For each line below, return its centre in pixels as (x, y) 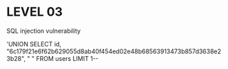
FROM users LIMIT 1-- (68, 58)
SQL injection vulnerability (43, 31)
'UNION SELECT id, (34, 44)
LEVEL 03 (35, 12)
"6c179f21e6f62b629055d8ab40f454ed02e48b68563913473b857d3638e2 (114, 51)
